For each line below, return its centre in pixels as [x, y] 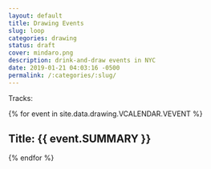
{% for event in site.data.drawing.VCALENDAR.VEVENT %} [105, 114]
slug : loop [26, 30]
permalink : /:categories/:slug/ [62, 75]
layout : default [35, 16]
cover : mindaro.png [41, 53]
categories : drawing [43, 38]
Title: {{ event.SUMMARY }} [80, 139]
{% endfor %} [31, 158]
